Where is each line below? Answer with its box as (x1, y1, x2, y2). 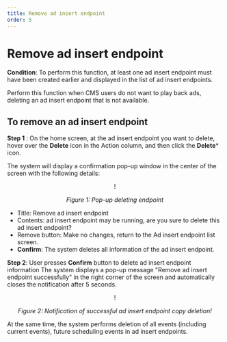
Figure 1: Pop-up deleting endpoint (66, 196, 164, 204)
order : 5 (7, 16, 32, 23)
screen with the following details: (7, 169, 101, 178)
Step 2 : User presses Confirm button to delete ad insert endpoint (7, 259, 191, 267)
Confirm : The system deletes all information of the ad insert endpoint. (16, 246, 215, 254)
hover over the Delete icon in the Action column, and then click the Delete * (7, 142, 219, 150)
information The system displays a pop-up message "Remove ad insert (7, 266, 207, 274)
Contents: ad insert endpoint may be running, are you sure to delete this (16, 216, 220, 224)
